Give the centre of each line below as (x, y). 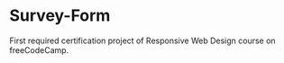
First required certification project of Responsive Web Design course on (143, 40)
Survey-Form (60, 16)
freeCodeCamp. (39, 49)
